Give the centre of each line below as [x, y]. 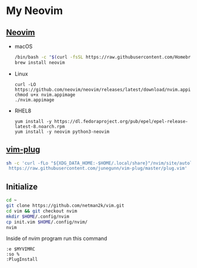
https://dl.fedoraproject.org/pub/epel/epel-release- [121, 121]
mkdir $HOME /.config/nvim [38, 217]
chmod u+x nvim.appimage [45, 95]
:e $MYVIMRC [21, 249]
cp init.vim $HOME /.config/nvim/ [47, 222]
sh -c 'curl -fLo [27, 163]
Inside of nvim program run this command [57, 239]
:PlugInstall [22, 260]
